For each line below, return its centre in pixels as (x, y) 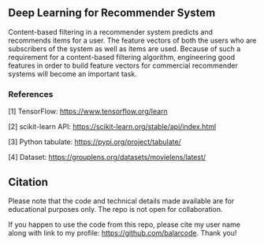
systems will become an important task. (73, 73)
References (31, 94)
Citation (28, 182)
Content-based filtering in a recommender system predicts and (111, 32)
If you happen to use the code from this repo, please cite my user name (124, 225)
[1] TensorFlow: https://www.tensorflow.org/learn (88, 111)
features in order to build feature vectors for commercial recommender (123, 65)
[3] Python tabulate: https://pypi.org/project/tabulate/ (95, 142)
